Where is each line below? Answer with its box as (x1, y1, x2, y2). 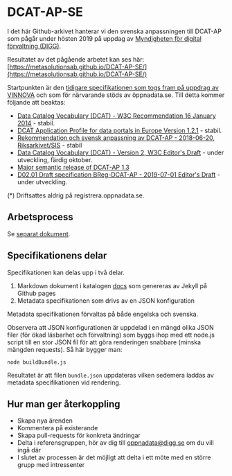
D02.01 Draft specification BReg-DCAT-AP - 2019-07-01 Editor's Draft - (17, 170, 220, 179)
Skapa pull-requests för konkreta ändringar (17, 431, 141, 440)
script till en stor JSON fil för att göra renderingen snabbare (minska (7, 337, 202, 346)
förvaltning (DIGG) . (7, 42, 61, 50)
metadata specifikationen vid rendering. (7, 378, 121, 387)
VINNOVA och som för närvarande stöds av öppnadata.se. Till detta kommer (7, 91, 225, 99)
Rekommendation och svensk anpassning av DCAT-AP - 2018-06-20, (17, 133, 215, 142)
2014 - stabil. (17, 118, 55, 127)
